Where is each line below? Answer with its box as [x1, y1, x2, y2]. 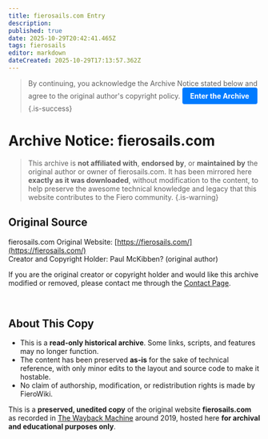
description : [8, 19, 52, 27]
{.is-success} [27, 104, 73, 113]
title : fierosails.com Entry [8, 11, 106, 20]
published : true [8, 26, 62, 35]
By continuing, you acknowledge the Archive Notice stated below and [27, 78, 258, 88]
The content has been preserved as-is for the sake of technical [19, 355, 230, 365]
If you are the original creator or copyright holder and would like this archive [8, 270, 258, 279]
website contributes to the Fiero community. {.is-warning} [27, 192, 219, 201]
